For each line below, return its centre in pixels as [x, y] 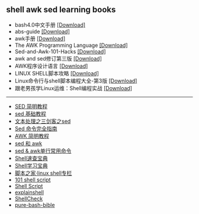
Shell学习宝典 [31, 165]
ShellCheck [29, 199]
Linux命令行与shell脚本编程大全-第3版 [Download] [76, 81]
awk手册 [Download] [40, 39]
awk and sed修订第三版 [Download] [58, 58]
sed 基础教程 [30, 114]
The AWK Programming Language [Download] [71, 45]
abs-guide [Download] [42, 31]
